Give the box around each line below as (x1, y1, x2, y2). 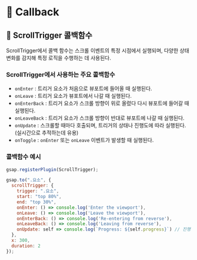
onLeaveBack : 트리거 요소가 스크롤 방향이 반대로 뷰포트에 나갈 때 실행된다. (14, 114, 185, 121)
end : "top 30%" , (16, 199, 57, 205)
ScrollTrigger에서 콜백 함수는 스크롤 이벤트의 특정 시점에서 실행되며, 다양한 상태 (6, 47, 189, 54)
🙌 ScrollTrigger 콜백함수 (6, 30, 93, 40)
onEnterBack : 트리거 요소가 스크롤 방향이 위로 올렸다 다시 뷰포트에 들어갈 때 (14, 100, 189, 107)
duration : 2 (11, 243, 41, 249)
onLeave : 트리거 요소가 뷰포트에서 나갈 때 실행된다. (14, 93, 132, 100)
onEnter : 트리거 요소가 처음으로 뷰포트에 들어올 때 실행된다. (14, 85, 152, 92)
